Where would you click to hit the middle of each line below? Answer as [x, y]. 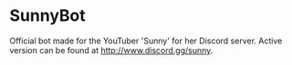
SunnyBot [48, 16]
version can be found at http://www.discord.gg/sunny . [111, 50]
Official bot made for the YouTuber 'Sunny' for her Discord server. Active [146, 41]
